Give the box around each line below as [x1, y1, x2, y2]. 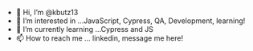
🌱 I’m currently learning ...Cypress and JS [15, 25, 154, 33]
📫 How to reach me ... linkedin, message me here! [15, 33, 183, 43]
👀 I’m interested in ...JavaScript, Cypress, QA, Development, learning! [15, 16, 246, 25]
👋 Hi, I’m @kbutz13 [15, 8, 79, 17]
